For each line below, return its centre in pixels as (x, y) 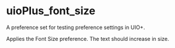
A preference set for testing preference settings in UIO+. (76, 27)
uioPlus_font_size (51, 11)
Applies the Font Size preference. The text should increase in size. (88, 39)
